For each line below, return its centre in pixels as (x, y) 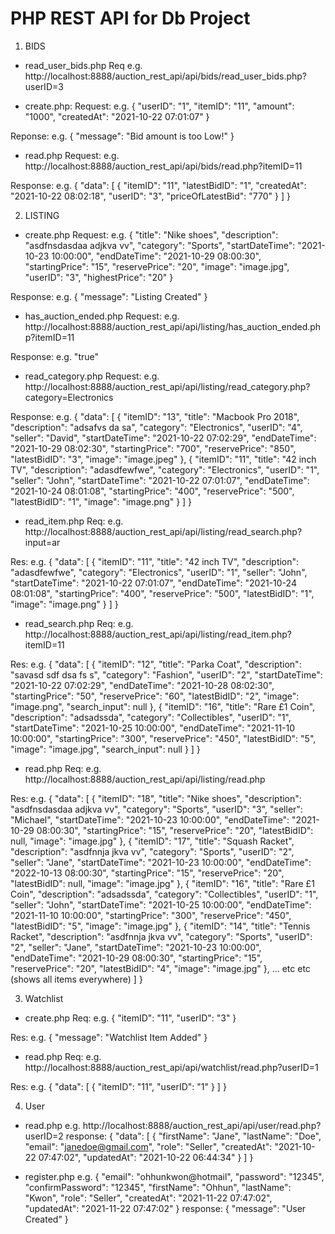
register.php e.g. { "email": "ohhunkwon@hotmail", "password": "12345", (174, 1176)
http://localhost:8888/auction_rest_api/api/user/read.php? (202, 1125)
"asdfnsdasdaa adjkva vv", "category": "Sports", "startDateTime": (160, 245)
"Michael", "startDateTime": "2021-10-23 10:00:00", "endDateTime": (150, 819)
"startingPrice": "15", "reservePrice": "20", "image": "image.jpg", (157, 266)
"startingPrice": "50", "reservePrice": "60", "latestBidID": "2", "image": (155, 696)
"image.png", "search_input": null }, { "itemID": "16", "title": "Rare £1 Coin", (163, 706)
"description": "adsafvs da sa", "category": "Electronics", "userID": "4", (156, 427)
